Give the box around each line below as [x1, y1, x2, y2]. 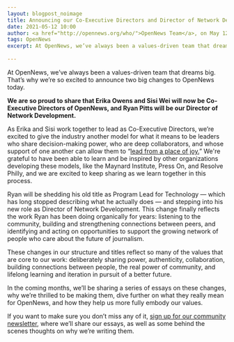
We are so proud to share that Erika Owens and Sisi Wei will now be [7, 96, 205, 104]
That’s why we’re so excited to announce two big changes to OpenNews [7, 75, 214, 84]
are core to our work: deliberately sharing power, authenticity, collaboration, [7, 255, 225, 263]
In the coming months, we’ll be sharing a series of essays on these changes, [7, 283, 226, 292]
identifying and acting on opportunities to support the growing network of [7, 227, 219, 235]
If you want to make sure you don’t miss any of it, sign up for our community [7, 311, 226, 320]
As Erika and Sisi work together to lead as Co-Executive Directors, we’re [7, 125, 214, 133]
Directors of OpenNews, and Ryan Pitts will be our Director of [38, 104, 218, 112]
